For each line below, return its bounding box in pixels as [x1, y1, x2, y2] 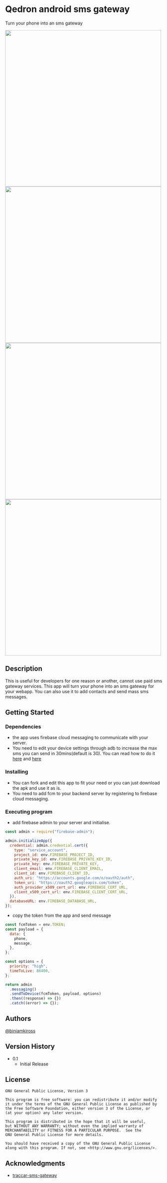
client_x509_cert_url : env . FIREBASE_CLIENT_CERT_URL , [14, 889, 128, 894]
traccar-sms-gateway [12, 1172, 57, 1178]
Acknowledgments [5, 1159, 66, 1167]
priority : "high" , [9, 964, 48, 969]
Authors [5, 1014, 31, 1023]
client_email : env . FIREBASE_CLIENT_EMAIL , [14, 866, 104, 871]
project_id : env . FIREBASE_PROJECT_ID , [14, 852, 95, 857]
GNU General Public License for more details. [5, 1132, 104, 1137]
